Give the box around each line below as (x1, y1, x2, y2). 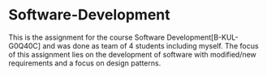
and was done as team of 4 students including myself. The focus (42, 40, 259, 50)
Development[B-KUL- (166, 32, 239, 42)
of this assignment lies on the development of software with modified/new (8, 49, 257, 59)
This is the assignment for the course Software (8, 32, 165, 42)
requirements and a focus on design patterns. (8, 58, 161, 68)
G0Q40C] (8, 40, 41, 50)
